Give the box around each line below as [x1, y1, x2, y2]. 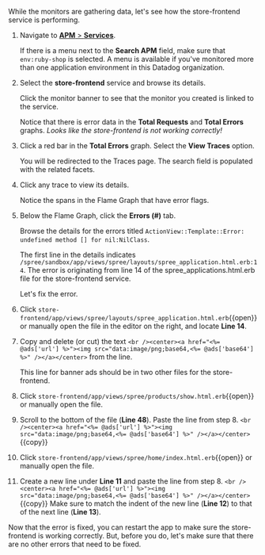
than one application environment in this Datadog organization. [19, 63, 225, 72]
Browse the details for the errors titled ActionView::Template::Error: [19, 226, 245, 235]
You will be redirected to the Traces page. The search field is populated [19, 156, 253, 166]
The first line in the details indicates [19, 250, 136, 259]
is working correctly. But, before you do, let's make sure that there [38, 531, 254, 540]
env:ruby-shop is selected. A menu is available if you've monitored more [19, 55, 255, 63]
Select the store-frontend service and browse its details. [19, 78, 206, 87]
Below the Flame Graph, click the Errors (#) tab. [19, 211, 176, 220]
